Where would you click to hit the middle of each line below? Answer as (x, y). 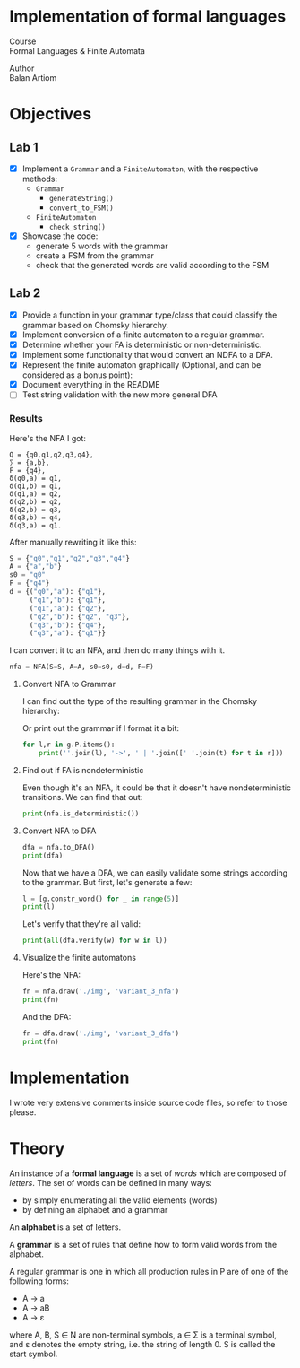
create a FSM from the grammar (95, 256)
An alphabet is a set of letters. (65, 1227)
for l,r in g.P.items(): (69, 745)
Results (26, 419)
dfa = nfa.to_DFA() (59, 847)
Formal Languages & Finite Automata (77, 50)
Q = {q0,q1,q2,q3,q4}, (51, 455)
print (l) (39, 907)
